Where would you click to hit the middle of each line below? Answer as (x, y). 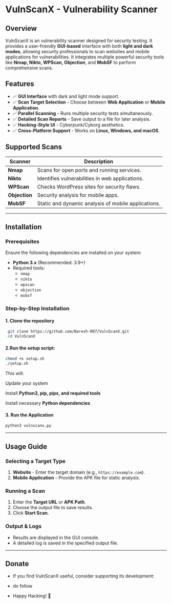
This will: (15, 373)
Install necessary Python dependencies (48, 403)
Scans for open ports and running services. (89, 170)
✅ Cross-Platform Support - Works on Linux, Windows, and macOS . (86, 130)
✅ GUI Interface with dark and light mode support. (66, 96)
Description (99, 161)
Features (20, 84)
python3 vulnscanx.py (28, 426)
